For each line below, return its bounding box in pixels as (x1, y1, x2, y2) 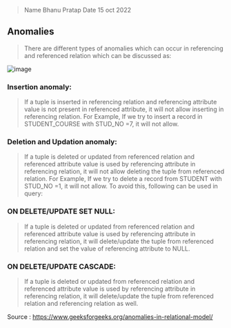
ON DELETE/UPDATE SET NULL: (7, 206, 116, 216)
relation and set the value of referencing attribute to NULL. (23, 244, 191, 253)
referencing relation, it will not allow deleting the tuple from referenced (23, 167, 225, 175)
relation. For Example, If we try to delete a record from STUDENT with (23, 175, 222, 183)
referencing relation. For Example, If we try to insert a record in (23, 113, 203, 121)
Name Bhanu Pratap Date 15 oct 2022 (23, 6, 132, 14)
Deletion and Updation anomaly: (7, 137, 117, 147)
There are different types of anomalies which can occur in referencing (23, 44, 224, 52)
